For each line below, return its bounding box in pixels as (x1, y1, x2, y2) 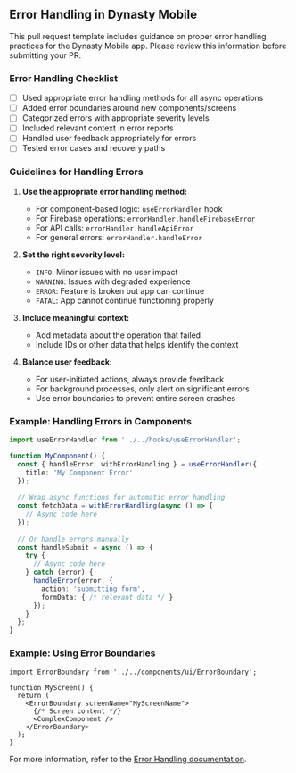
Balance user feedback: (21, 357, 113, 367)
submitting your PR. (9, 49, 82, 61)
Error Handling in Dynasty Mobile (9, 7, 198, 22)
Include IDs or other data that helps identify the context (35, 339, 239, 349)
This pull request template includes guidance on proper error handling (9, 30, 267, 41)
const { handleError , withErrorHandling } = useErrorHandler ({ (17, 459, 257, 468)
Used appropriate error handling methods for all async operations (21, 93, 264, 104)
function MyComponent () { (9, 451, 105, 460)
